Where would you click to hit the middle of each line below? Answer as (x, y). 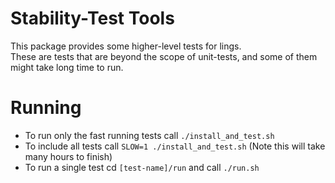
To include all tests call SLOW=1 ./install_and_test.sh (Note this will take (175, 146)
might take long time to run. (67, 67)
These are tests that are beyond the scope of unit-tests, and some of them (164, 56)
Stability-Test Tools (92, 18)
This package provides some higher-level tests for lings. (126, 46)
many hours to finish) (68, 156)
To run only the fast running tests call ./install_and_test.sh (149, 135)
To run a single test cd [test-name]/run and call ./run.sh (142, 167)
